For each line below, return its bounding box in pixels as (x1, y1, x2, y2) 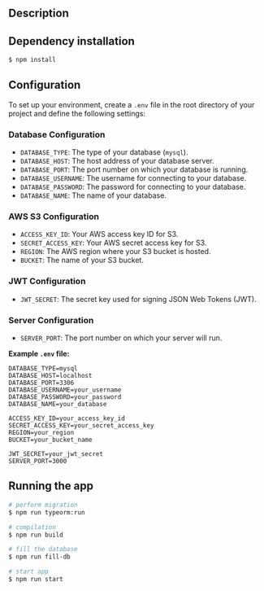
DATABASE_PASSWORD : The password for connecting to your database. (19, 182, 246, 192)
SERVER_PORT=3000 (8, 457, 67, 466)
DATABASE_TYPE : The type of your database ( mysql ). (19, 147, 188, 157)
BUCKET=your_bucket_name (8, 436, 93, 444)
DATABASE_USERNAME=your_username (8, 386, 122, 394)
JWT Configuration (8, 276, 86, 287)
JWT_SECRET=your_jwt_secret (8, 450, 104, 458)
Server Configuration (8, 314, 94, 326)
